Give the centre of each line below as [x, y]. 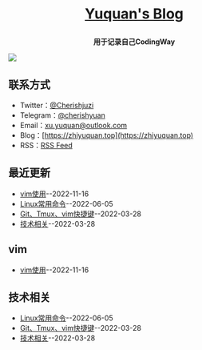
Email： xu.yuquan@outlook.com [73, 125]
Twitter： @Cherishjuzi [57, 105]
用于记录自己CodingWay [134, 42]
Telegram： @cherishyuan [62, 115]
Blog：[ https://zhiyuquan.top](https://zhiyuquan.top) [107, 135]
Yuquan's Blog [134, 14]
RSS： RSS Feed [46, 145]
